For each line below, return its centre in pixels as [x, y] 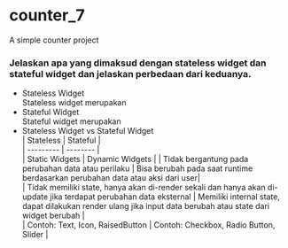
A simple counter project [54, 40]
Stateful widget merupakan [71, 121]
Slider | [35, 235]
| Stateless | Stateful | [61, 140]
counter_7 [47, 15]
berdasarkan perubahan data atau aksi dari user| [111, 178]
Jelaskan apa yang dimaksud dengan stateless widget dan [138, 63]
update [35, 197]
